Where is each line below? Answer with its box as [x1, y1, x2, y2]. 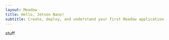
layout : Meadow [5, 7, 37, 12]
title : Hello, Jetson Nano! [5, 12, 65, 17]
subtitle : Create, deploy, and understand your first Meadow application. [5, 16, 166, 21]
